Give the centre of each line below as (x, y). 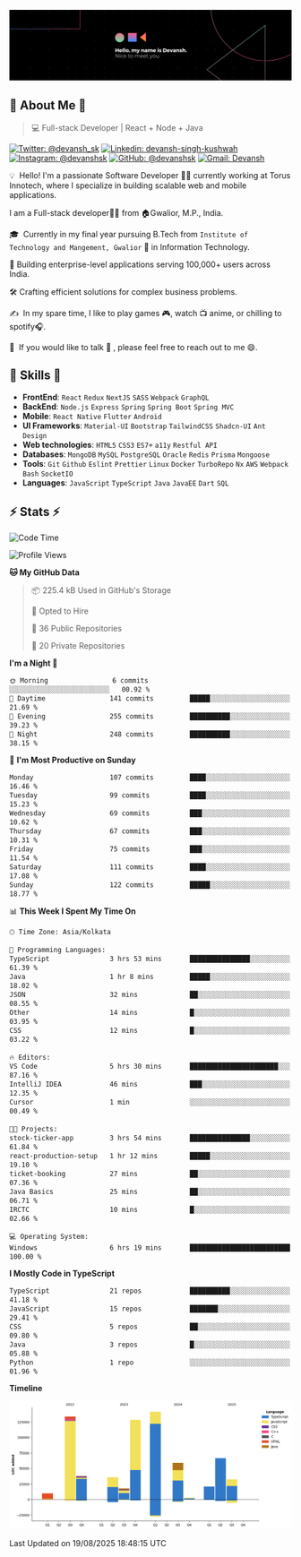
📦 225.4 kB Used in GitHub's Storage (101, 590)
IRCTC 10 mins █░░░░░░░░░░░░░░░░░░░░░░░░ (150, 1210)
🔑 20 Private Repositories (78, 646)
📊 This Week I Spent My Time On (73, 911)
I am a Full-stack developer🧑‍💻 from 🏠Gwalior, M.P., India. (116, 212)
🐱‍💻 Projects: (34, 1130)
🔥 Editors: (30, 1058)
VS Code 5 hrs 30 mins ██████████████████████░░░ (150, 1067)
